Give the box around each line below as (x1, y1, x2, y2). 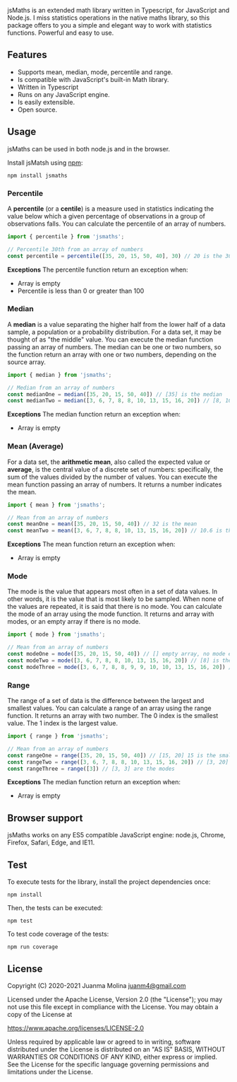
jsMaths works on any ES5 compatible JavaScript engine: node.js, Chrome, (7, 831, 226, 839)
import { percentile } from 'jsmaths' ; (7, 233, 125, 240)
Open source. (17, 105, 58, 114)
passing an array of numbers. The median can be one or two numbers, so (7, 342, 221, 351)
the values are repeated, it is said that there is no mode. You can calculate (7, 603, 222, 611)
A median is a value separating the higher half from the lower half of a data (7, 320, 226, 328)
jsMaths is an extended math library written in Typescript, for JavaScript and (7, 6, 230, 14)
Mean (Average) (7, 441, 64, 451)
